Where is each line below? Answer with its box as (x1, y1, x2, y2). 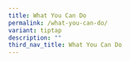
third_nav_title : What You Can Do (8, 41, 123, 49)
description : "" (8, 33, 62, 42)
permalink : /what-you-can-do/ (8, 19, 109, 27)
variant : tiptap (8, 26, 62, 34)
